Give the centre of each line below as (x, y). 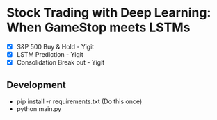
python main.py (39, 108)
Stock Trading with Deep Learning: (109, 13)
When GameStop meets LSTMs (98, 27)
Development (37, 85)
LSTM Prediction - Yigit (50, 54)
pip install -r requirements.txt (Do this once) (79, 101)
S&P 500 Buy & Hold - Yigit (55, 46)
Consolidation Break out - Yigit (61, 62)
